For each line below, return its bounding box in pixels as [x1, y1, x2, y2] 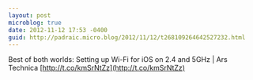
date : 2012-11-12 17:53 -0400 [8, 26, 108, 34]
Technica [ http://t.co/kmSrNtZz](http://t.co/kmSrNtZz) [8, 64, 186, 73]
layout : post [8, 11, 51, 20]
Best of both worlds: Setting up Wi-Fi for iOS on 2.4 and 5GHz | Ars [8, 55, 228, 64]
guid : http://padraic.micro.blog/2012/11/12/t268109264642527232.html [8, 33, 246, 42]
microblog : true [8, 19, 62, 27]
